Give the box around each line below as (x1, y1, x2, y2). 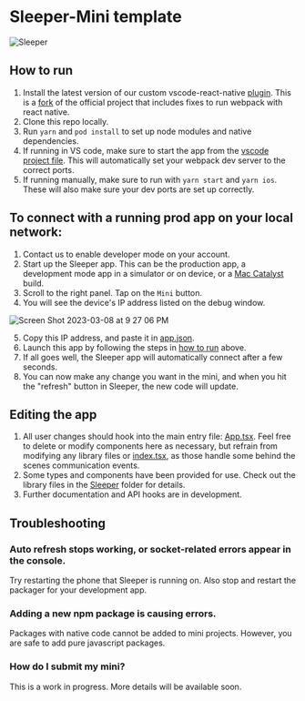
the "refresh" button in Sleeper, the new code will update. (22, 381, 239, 391)
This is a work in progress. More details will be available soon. (9, 681, 242, 692)
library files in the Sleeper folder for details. (22, 480, 186, 491)
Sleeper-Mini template (9, 6, 182, 27)
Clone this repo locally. (22, 116, 109, 127)
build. (22, 278, 45, 289)
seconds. (22, 361, 58, 372)
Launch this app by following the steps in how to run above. (22, 341, 247, 352)
